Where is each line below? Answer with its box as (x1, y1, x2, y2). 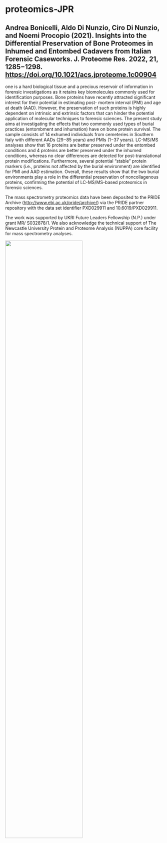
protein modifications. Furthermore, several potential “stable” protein (5, 158, 146, 164)
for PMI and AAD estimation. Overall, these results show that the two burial (5, 169, 159, 175)
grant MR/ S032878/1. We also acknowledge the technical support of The (5, 220, 156, 226)
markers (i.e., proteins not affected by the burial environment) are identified (5, 164, 160, 169)
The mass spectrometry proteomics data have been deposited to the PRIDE (5, 194, 160, 200)
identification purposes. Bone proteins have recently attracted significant (5, 94, 156, 100)
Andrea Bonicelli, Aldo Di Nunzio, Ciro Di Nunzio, (5, 24, 160, 32)
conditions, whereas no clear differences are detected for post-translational (5, 153, 161, 159)
